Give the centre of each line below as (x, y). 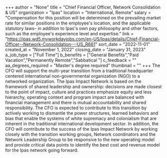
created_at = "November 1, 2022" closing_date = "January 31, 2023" (75, 50)
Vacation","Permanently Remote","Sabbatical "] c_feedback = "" (71, 60)
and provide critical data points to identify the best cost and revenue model (82, 145)
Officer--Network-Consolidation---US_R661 (50, 44)
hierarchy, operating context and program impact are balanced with (75, 97)
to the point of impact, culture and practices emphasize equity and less (78, 92)
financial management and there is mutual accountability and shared (76, 102)
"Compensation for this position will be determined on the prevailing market (83, 18)
